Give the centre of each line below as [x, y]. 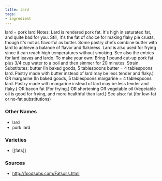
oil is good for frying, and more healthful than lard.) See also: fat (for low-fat [81, 94]
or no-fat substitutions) [28, 99]
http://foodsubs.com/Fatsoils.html [46, 173]
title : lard [17, 9]
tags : [10, 14]
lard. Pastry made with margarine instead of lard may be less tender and [77, 84]
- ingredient [18, 18]
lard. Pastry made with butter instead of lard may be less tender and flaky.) [79, 74]
